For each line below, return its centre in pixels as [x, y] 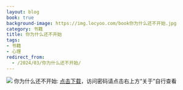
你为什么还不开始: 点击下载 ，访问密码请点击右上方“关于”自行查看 [95, 81]
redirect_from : [26, 57]
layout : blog [23, 12]
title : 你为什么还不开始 [34, 35]
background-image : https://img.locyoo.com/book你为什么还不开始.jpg [91, 23]
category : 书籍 [25, 29]
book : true [20, 18]
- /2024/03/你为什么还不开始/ [46, 63]
